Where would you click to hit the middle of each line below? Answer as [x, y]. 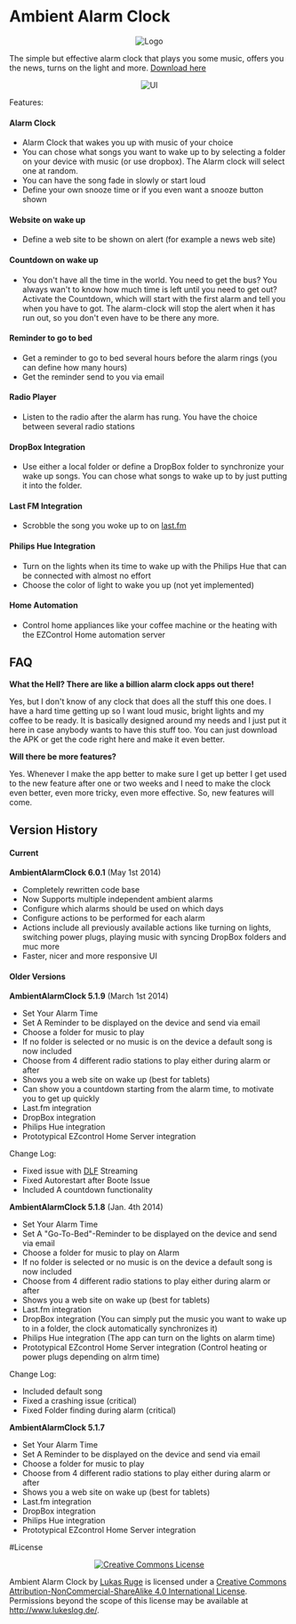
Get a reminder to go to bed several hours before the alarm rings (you [149, 357]
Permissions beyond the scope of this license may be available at [129, 1601]
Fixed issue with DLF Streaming [80, 1171]
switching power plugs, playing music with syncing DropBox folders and [154, 937]
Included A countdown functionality [87, 1190]
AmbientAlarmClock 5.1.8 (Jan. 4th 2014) [86, 1207]
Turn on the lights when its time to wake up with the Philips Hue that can [154, 566]
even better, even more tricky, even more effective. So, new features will [142, 792]
